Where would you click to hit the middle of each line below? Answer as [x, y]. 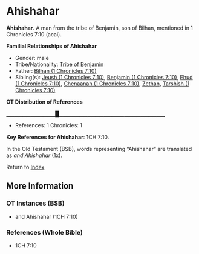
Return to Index [25, 167]
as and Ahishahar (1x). [34, 155]
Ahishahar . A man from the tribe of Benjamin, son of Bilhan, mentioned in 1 [100, 28]
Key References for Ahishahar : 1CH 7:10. [58, 137]
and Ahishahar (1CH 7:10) [47, 216]
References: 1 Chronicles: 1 [49, 125]
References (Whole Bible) [44, 232]
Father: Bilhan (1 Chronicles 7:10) [56, 70]
